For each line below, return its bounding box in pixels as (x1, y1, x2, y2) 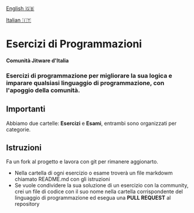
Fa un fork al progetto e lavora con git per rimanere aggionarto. (6, 158, 158, 165)
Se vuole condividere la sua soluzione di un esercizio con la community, (14, 182, 189, 189)
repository (14, 201, 40, 208)
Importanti (6, 104, 46, 114)
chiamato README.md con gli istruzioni (14, 176, 110, 183)
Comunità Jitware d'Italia (6, 57, 69, 64)
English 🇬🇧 (6, 5, 35, 12)
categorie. (6, 125, 31, 133)
